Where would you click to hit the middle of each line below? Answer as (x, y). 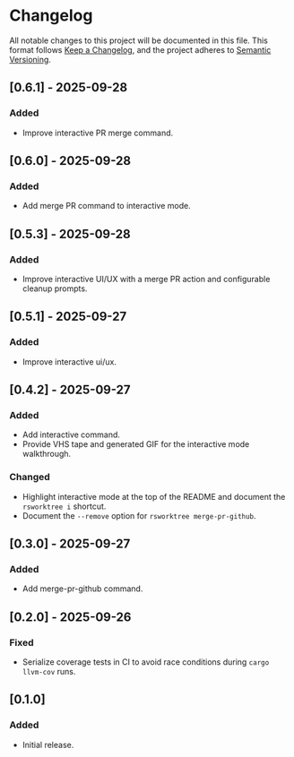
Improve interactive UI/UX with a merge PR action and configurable (146, 279)
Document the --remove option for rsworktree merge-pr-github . (139, 515)
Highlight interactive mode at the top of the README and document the (154, 496)
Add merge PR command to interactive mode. (106, 206)
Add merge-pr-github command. (82, 589)
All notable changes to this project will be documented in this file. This (139, 40)
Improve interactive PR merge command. (98, 133)
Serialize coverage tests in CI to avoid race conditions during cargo (146, 662)
